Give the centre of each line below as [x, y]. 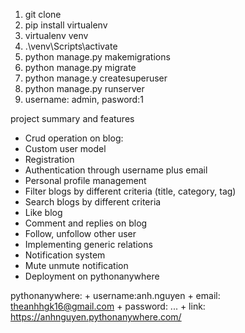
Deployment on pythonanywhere [92, 276]
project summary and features [72, 118]
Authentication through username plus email [116, 170]
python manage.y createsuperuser [96, 78]
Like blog [43, 212]
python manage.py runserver [84, 88]
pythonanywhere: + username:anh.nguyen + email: [115, 295]
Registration [49, 159]
